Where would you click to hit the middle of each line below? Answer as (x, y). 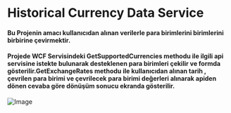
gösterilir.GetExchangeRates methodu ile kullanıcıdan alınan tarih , (107, 71)
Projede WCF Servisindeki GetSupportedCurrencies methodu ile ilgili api (115, 56)
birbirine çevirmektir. (39, 40)
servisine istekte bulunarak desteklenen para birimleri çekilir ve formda (114, 64)
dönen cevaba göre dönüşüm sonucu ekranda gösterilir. (91, 86)
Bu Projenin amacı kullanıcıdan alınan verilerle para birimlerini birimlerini (115, 32)
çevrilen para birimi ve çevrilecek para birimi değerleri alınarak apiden (112, 79)
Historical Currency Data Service (106, 13)
